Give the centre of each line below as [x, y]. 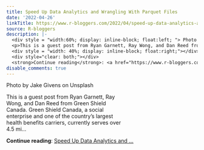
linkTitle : [20, 23]
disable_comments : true [36, 68]
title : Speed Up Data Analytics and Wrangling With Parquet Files [92, 12]
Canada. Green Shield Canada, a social [55, 110]
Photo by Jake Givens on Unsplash [50, 85]
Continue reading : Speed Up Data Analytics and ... [70, 141]
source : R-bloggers [31, 29]
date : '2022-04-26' [31, 18]
